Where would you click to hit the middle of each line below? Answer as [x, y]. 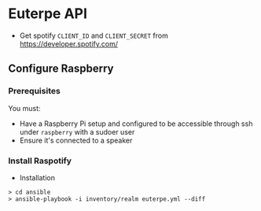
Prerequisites [34, 91]
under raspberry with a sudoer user [77, 131]
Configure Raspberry [61, 69]
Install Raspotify [40, 161]
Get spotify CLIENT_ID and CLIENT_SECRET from [94, 35]
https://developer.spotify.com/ [68, 43]
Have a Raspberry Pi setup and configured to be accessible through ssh [136, 124]
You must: [24, 108]
